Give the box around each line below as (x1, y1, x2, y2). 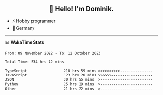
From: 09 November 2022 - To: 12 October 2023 (5, 51, 101, 56)
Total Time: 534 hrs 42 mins (5, 59, 64, 64)
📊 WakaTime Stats (5, 39, 45, 45)
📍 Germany (12, 25, 35, 31)
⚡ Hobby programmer (12, 18, 56, 24)
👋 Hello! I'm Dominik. (49, 5, 114, 13)
